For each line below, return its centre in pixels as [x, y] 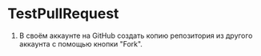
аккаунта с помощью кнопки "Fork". [81, 43]
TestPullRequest [63, 14]
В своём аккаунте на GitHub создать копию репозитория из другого [136, 35]
